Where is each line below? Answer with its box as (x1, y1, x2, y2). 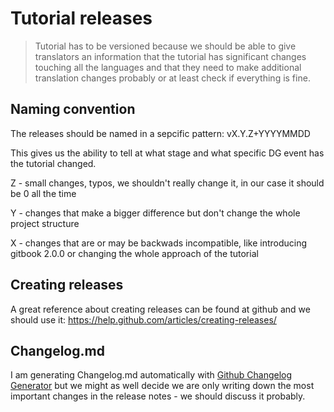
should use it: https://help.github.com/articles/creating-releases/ (10, 313, 277, 326)
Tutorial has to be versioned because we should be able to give (34, 40, 297, 52)
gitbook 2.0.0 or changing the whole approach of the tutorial (10, 247, 259, 259)
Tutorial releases (10, 7, 153, 30)
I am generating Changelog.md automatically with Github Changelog (10, 369, 293, 381)
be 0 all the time (10, 187, 77, 199)
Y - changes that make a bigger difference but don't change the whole (10, 207, 301, 219)
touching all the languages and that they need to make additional (34, 61, 302, 73)
